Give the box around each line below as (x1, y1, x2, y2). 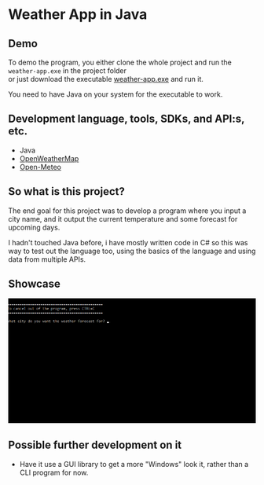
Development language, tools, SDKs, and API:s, (8, 112, 245, 126)
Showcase (8, 277, 61, 291)
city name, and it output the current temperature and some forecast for (8, 214, 238, 223)
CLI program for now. (19, 468, 89, 477)
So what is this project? (8, 185, 126, 198)
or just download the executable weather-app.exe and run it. (8, 75, 204, 83)
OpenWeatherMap (19, 153, 79, 163)
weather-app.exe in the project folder (8, 66, 127, 75)
